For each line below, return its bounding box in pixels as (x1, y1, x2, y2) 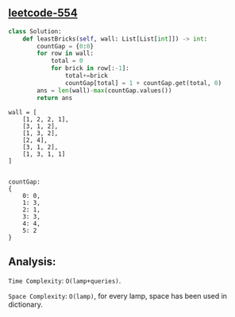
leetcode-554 (8, 6, 78, 20)
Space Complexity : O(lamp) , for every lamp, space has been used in (8, 292, 228, 301)
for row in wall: (37, 49, 94, 58)
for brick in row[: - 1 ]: (50, 64, 129, 72)
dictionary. (8, 300, 44, 309)
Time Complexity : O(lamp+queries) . (8, 276, 121, 285)
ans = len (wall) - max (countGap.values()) (37, 87, 172, 95)
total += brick (64, 72, 109, 80)
